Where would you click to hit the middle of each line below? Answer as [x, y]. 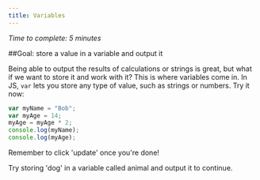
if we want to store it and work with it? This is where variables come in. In [128, 77]
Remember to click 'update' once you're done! [84, 152]
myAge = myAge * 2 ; [40, 123]
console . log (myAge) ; [42, 138]
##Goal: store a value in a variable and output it [86, 53]
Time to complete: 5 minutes [55, 38]
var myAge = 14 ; [35, 115]
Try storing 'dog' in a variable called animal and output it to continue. [120, 168]
